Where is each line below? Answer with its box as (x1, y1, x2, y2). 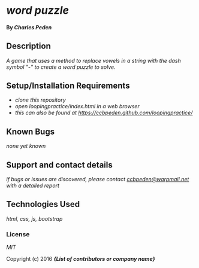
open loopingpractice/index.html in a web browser (14, 103, 140, 110)
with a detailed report (6, 182, 60, 189)
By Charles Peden (6, 23, 52, 31)
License (6, 230, 30, 238)
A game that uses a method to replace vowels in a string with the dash (6, 57, 182, 64)
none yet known (6, 142, 46, 150)
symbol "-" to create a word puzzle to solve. (6, 63, 116, 71)
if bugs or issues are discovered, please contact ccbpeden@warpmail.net (6, 176, 189, 183)
